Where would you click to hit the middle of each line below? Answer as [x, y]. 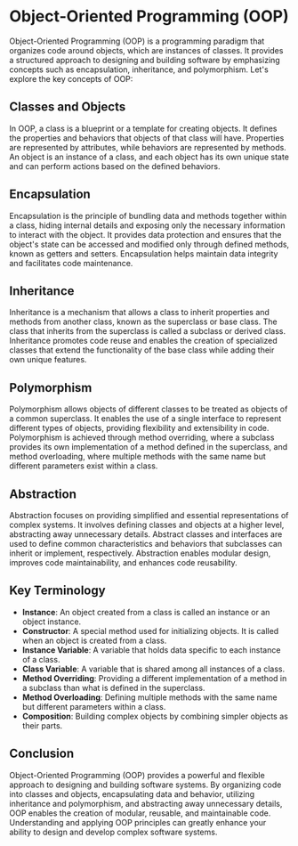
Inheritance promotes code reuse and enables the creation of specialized [143, 341]
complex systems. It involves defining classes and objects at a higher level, [147, 525]
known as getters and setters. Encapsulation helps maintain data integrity [144, 253]
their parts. [42, 725]
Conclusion [42, 754]
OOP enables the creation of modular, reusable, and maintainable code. [140, 813]
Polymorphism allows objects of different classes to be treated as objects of [149, 409]
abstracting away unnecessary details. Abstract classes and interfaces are [146, 534]
